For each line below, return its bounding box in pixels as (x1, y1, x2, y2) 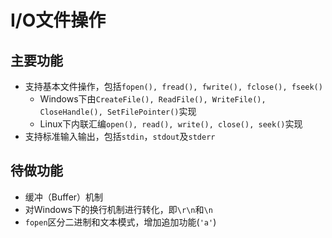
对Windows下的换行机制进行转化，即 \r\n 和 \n (24, 203, 213, 215)
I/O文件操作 (10, 9, 107, 32)
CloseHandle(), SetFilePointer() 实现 (39, 106, 197, 117)
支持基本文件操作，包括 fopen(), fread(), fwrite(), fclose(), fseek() (24, 81, 323, 92)
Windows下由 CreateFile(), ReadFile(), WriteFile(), (39, 93, 267, 105)
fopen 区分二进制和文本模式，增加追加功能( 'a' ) (24, 216, 217, 228)
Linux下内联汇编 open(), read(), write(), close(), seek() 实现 (39, 118, 303, 130)
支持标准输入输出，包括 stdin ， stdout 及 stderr (24, 131, 216, 142)
